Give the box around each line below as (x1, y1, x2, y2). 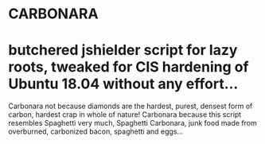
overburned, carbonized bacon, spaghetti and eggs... (8, 126, 184, 136)
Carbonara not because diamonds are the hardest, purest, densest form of (8, 101, 253, 111)
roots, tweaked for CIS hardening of (8, 58, 249, 76)
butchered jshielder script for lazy (8, 41, 238, 60)
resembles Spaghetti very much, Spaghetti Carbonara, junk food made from (8, 119, 257, 128)
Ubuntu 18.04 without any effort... (8, 75, 239, 93)
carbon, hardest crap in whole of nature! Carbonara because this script (8, 110, 242, 119)
